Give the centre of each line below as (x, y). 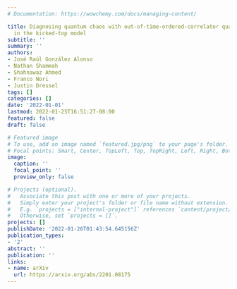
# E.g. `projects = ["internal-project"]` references (91, 209)
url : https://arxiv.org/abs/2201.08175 (72, 275)
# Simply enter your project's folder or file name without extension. (118, 203)
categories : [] (30, 99)
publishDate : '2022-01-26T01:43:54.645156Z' (74, 229)
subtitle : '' (26, 39)
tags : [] (20, 92)
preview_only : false (44, 177)
